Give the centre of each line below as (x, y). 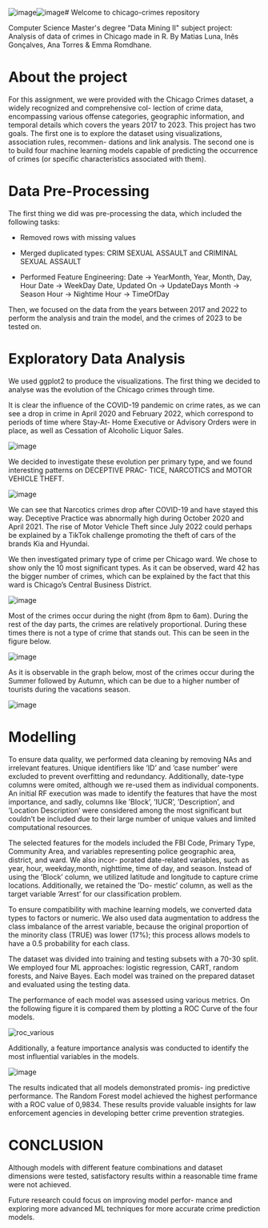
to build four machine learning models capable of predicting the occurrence (133, 150)
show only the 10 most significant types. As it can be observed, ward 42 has (134, 568)
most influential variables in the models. (74, 1056)
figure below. (30, 641)
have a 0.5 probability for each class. (69, 943)
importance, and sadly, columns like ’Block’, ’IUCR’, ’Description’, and (122, 801)
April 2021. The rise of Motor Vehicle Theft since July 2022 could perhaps (130, 526)
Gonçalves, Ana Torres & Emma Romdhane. (80, 45)
